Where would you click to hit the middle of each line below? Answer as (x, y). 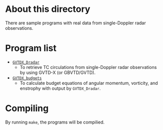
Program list (31, 48)
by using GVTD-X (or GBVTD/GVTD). (58, 72)
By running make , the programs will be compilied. (55, 122)
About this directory (48, 9)
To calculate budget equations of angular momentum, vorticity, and (89, 83)
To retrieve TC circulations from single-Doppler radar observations (88, 67)
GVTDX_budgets (27, 78)
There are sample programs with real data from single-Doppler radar (76, 23)
